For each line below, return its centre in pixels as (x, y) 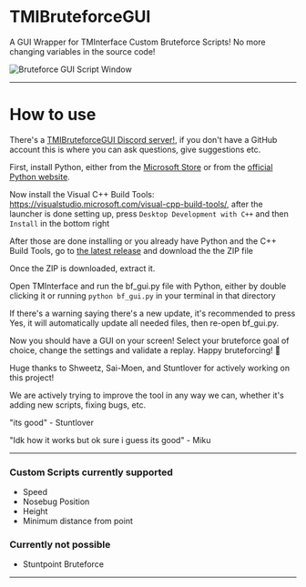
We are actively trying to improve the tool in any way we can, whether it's (147, 395)
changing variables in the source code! (82, 51)
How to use (53, 115)
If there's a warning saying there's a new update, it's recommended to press (153, 313)
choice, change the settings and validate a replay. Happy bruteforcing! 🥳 (145, 350)
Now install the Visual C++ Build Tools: (82, 194)
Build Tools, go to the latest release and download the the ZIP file (131, 250)
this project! (32, 377)
